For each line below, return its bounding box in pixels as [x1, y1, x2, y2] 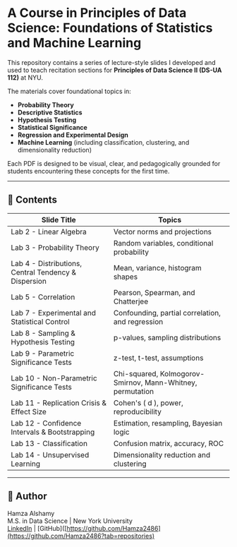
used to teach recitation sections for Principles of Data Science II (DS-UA [7, 66, 222, 74]
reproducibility [113, 407, 162, 416]
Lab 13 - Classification [11, 438, 88, 448]
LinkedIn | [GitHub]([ [7, 524, 67, 532]
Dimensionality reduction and [113, 450, 210, 459]
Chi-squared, [113, 368, 159, 378]
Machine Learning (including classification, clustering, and [17, 138, 190, 146]
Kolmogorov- [159, 368, 205, 378]
